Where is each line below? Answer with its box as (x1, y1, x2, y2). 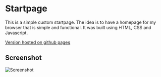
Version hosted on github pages (5, 39, 70, 45)
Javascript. (5, 30, 28, 36)
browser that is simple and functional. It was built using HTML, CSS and (5, 24, 152, 30)
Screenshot (5, 54, 42, 62)
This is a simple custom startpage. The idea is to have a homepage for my (5, 19, 156, 25)
